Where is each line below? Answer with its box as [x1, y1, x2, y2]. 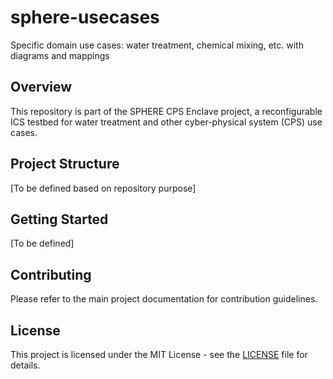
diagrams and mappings [10, 49, 110, 61]
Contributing [10, 266, 92, 283]
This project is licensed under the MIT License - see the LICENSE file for [10, 349, 308, 360]
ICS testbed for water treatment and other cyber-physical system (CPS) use [10, 116, 323, 128]
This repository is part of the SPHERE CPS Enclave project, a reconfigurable [10, 105, 323, 117]
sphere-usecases [10, 6, 160, 29]
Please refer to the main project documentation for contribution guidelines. [10, 293, 318, 305]
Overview [10, 79, 73, 96]
